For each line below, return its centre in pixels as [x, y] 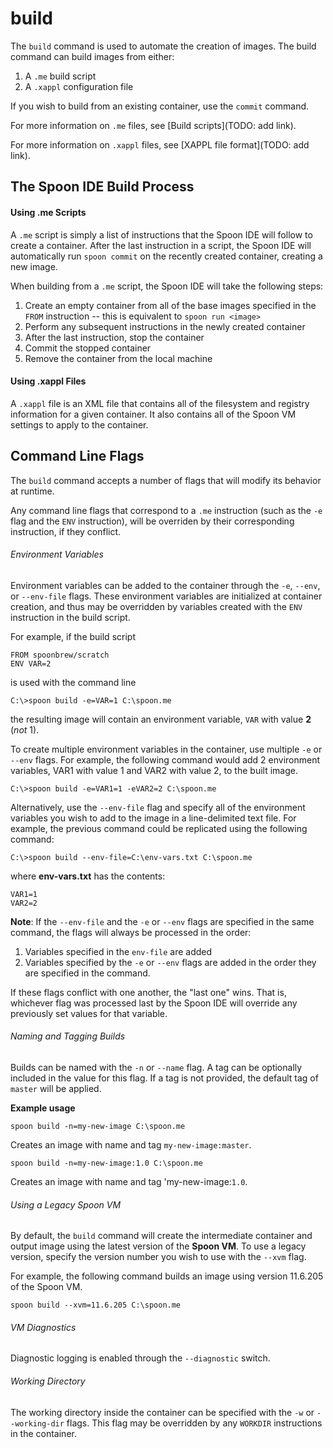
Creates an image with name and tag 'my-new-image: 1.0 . [129, 1181]
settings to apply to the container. [79, 424]
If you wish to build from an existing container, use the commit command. [160, 106]
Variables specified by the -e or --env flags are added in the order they [170, 962]
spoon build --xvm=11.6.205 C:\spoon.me [96, 1305]
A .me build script [60, 76]
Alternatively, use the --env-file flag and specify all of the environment [158, 807]
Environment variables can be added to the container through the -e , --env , [165, 585]
